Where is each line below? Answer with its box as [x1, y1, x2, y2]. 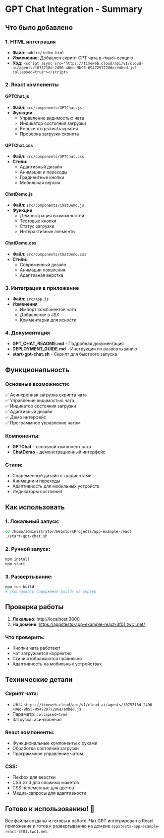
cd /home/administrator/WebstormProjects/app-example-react [5, 529, 132, 534]
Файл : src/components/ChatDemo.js [12, 202, 84, 208]
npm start [5, 562, 26, 567]
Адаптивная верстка [19, 272, 63, 278]
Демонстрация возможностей [19, 213, 85, 219]
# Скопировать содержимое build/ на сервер [5, 589, 97, 594]
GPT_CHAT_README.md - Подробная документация [12, 340, 124, 346]
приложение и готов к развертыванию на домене [5, 823, 110, 829]
